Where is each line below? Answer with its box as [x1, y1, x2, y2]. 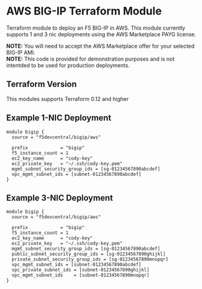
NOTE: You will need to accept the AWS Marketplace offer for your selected [6, 42, 195, 50]
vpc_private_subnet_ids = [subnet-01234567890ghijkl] [11, 267, 150, 273]
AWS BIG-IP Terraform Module [6, 4, 162, 18]
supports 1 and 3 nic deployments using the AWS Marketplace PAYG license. [6, 30, 197, 37]
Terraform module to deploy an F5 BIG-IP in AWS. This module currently [6, 24, 186, 31]
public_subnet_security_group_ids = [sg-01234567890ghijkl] [11, 251, 166, 258]
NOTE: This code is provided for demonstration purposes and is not [6, 55, 175, 62]
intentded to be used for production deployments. [6, 62, 130, 69]
